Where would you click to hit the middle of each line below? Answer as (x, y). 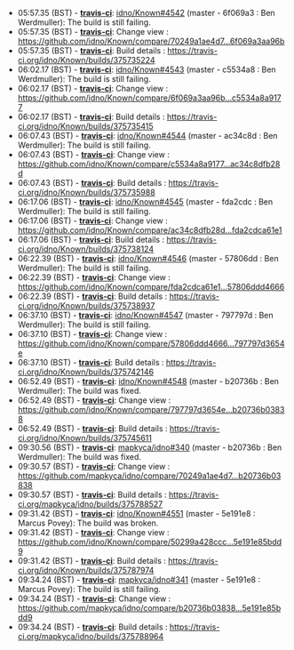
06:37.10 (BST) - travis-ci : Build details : (91, 362)
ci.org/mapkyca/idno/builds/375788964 (91, 636)
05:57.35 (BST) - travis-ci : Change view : (93, 32)
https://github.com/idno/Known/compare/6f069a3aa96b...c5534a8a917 (149, 98)
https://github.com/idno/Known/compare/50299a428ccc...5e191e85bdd (150, 542)
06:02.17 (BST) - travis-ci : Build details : (91, 116)
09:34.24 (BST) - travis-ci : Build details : (92, 627)
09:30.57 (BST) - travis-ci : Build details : (92, 494)
